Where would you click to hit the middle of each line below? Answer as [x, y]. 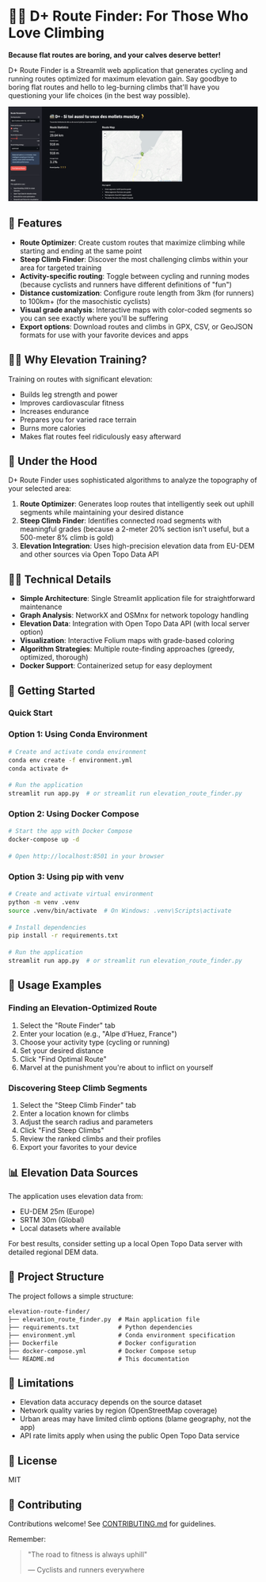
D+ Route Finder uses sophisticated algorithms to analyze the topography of [133, 480]
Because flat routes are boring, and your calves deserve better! [115, 55]
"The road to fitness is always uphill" [87, 1554]
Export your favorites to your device [78, 1147]
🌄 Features [35, 224]
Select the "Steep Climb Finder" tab [78, 1105]
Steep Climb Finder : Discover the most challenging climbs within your [134, 259]
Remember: [27, 1539]
